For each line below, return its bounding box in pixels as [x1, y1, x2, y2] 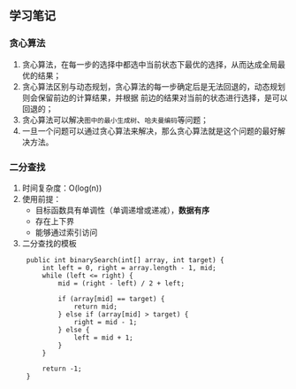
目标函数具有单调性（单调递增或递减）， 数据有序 [34, 205, 210, 215]
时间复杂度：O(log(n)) [21, 183, 102, 193]
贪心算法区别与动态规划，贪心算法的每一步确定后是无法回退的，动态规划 [21, 81, 285, 91]
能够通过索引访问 [34, 227, 98, 237]
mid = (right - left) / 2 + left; [57, 278, 186, 288]
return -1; [42, 364, 82, 373]
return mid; [73, 302, 118, 311]
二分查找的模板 [21, 237, 77, 248]
